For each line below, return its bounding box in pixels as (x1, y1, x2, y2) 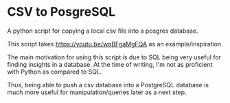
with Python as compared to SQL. (7, 68, 102, 76)
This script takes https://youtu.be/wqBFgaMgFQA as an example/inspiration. (7, 40, 223, 48)
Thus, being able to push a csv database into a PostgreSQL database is (7, 80, 209, 89)
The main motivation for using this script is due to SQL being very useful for (7, 53, 222, 61)
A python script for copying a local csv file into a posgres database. (7, 27, 198, 35)
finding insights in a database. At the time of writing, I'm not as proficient (7, 60, 213, 68)
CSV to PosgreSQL (7, 4, 116, 20)
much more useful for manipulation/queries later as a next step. (7, 88, 187, 96)
